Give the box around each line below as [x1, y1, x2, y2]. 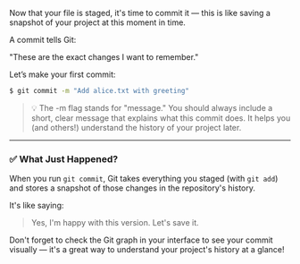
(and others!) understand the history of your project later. [30, 122, 242, 132]
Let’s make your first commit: [9, 69, 116, 80]
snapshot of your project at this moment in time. [9, 17, 186, 28]
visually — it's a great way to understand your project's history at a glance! [9, 244, 285, 255]
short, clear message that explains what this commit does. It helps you [30, 112, 291, 123]
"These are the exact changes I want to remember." [9, 52, 199, 62]
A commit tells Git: [9, 35, 77, 45]
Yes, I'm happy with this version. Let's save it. [30, 217, 199, 228]
